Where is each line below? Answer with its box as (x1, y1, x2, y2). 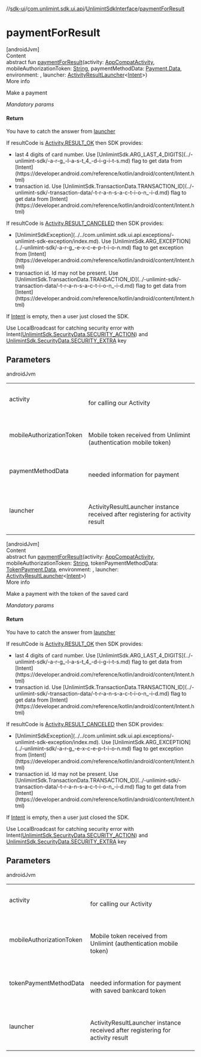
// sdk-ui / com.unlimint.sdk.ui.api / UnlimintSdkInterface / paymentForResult (6, 5, 185, 12)
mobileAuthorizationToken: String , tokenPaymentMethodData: (6, 559, 159, 566)
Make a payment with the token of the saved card (6, 590, 129, 597)
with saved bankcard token (90, 986, 166, 995)
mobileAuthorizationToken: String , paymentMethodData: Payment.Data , (6, 65, 182, 72)
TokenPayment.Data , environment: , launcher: (6, 565, 119, 573)
